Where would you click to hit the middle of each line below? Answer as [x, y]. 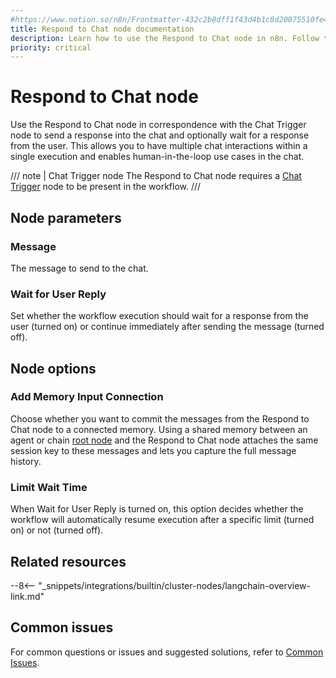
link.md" [27, 596]
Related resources [68, 561]
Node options [53, 368]
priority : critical [51, 47]
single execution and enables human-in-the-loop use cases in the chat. [157, 157]
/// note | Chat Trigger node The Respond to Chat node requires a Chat [156, 176]
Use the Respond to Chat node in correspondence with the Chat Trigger [158, 125]
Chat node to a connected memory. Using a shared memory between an [159, 429]
